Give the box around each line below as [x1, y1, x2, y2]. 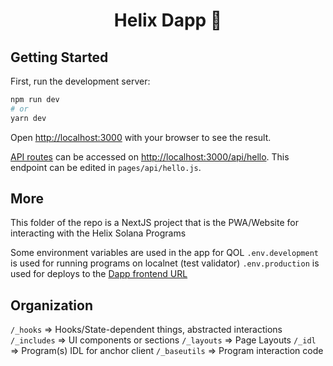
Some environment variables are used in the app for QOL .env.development [10, 247, 319, 259]
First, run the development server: [10, 75, 151, 87]
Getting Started [10, 49, 109, 66]
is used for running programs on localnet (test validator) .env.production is [10, 257, 320, 269]
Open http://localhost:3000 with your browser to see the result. [10, 131, 272, 143]
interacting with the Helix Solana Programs [10, 227, 187, 239]
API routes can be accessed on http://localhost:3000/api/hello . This [10, 150, 290, 163]
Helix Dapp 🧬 [113, 9, 223, 32]
